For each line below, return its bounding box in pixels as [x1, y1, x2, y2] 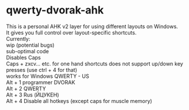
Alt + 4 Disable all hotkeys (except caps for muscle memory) [6, 97, 153, 104]
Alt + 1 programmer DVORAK [6, 78, 75, 85]
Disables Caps [6, 54, 41, 61]
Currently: [6, 35, 31, 42]
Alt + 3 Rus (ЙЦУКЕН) [6, 91, 60, 98]
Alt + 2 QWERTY [6, 85, 46, 92]
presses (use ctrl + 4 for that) [6, 66, 77, 73]
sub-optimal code [6, 47, 49, 54]
